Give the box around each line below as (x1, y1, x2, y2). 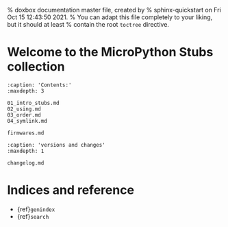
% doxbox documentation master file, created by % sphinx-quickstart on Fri (7, 6, 221, 14)
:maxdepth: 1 (7, 147, 45, 154)
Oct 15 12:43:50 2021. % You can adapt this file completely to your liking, (7, 13, 213, 21)
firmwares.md (7, 130, 45, 136)
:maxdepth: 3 (7, 87, 45, 95)
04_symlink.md (7, 117, 48, 124)
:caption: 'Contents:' (7, 82, 72, 88)
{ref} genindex (16, 205, 55, 213)
